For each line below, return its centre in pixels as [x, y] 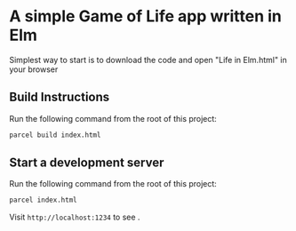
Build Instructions [60, 97]
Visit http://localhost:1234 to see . [75, 217]
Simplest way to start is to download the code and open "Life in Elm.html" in [148, 60]
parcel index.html [43, 200]
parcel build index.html [55, 135]
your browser [34, 69]
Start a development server [87, 163]
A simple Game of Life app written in [146, 16]
